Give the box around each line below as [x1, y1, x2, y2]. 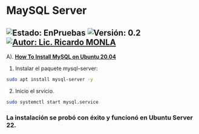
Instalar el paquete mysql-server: [15, 65, 98, 72]
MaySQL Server [6, 4, 87, 18]
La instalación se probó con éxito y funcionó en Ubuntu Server [6, 113, 194, 121]
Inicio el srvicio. [15, 87, 54, 94]
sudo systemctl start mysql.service [6, 99, 99, 105]
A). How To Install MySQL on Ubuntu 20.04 [6, 53, 116, 60]
